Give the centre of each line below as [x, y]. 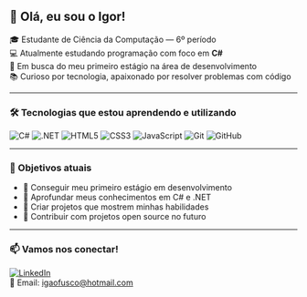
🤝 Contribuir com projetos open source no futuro [114, 217]
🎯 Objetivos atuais [51, 168]
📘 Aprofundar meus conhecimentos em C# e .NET [117, 198]
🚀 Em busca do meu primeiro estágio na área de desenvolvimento [133, 66]
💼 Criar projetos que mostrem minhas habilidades [116, 207]
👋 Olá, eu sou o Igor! [68, 17]
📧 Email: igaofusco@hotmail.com [72, 282]
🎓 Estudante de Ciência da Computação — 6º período [113, 39]
